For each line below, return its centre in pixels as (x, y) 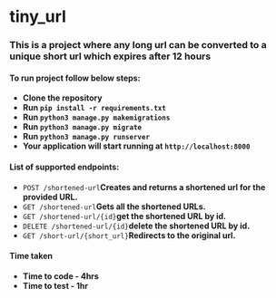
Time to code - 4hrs (61, 276)
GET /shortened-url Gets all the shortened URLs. (114, 207)
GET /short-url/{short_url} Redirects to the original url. (129, 235)
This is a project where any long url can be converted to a (138, 45)
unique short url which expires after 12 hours (110, 56)
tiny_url (38, 17)
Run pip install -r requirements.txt (94, 108)
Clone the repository (62, 98)
